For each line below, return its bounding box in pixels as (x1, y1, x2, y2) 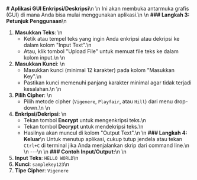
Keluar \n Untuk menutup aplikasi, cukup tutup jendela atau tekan (23, 136, 182, 142)
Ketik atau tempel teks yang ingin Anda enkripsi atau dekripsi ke (23, 35, 180, 42)
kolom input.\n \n (23, 54, 66, 61)
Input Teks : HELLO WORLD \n (14, 155, 79, 161)
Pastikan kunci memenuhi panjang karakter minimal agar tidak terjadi (23, 79, 192, 86)
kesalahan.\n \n (23, 86, 62, 92)
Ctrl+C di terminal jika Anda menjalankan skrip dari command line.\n (23, 142, 190, 149)
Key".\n (23, 73, 41, 80)
